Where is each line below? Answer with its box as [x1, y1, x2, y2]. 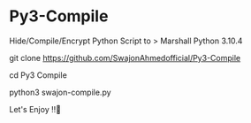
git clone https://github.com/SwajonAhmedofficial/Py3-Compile [9, 52, 241, 63]
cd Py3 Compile [9, 69, 68, 81]
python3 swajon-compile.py [9, 87, 112, 97]
